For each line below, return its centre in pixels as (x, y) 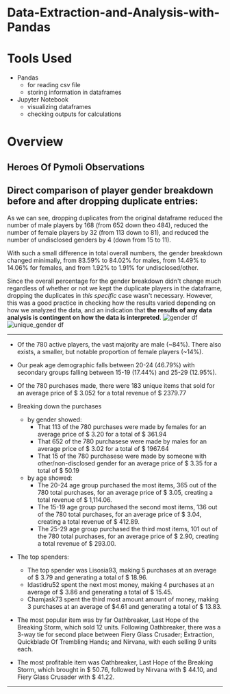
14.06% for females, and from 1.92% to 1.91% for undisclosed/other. (103, 267)
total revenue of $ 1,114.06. (75, 500)
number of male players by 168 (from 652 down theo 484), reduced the (108, 225)
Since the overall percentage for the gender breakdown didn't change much (114, 281)
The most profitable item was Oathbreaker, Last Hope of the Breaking (115, 662)
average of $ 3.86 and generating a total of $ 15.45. (100, 592)
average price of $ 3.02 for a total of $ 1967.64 (103, 448)
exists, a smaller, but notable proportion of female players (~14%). (110, 351)
